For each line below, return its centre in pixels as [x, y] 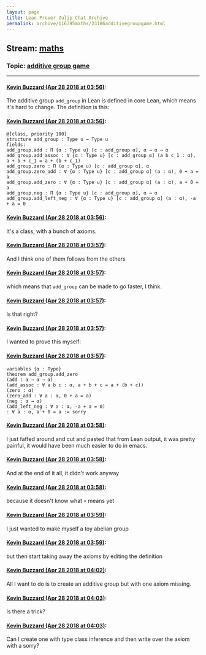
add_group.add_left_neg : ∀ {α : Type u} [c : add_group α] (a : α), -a [101, 199]
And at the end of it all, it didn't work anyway [63, 473]
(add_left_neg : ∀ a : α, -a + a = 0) [56, 406]
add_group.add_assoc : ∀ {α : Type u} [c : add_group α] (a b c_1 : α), [101, 156]
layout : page [23, 12]
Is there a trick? [26, 611]
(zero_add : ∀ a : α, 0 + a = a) [49, 396]
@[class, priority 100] [37, 134]
